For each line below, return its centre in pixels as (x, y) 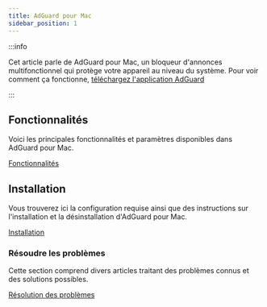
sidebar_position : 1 (43, 23)
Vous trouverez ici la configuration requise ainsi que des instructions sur (128, 208)
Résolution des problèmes (52, 295)
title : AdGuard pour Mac (50, 16)
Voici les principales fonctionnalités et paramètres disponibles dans (120, 139)
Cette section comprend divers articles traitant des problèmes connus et (129, 271)
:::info (18, 46)
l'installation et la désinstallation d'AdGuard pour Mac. (98, 217)
